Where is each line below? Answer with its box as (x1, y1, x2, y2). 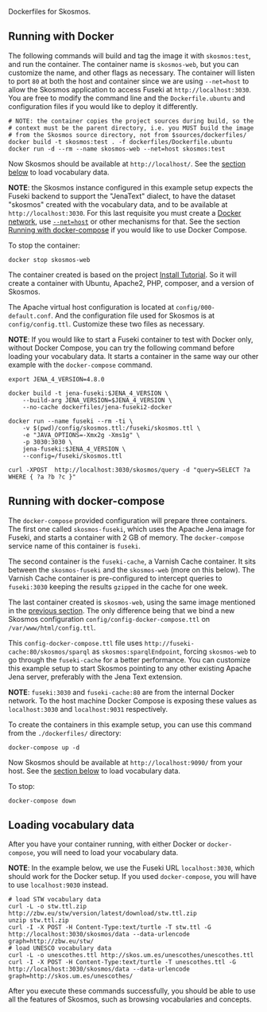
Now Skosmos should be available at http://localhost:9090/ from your (8, 757, 243, 767)
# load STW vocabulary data (8, 896, 102, 904)
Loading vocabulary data (8, 819, 135, 832)
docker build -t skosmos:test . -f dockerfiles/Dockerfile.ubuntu (8, 138, 233, 146)
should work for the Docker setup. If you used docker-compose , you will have (8, 872, 257, 881)
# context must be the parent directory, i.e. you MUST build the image (8, 123, 254, 132)
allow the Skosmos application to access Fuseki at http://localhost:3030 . (8, 84, 252, 94)
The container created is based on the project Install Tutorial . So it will (8, 270, 237, 279)
